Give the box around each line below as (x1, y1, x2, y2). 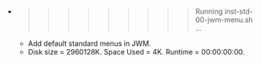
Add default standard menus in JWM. (27, 39, 151, 48)
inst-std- (223, 7, 254, 16)
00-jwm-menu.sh (195, 15, 254, 24)
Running (195, 7, 223, 16)
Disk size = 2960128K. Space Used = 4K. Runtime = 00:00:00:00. (27, 47, 245, 56)
